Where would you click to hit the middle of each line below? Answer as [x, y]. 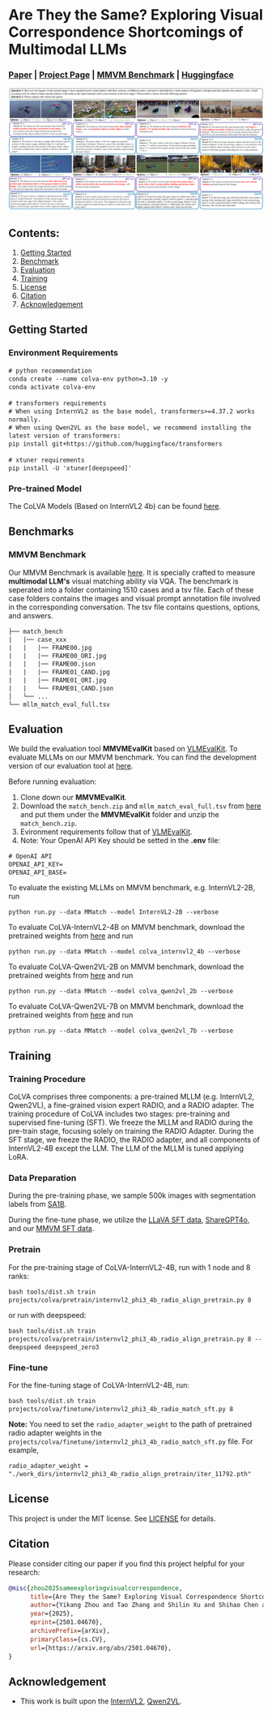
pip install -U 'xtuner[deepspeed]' [70, 468]
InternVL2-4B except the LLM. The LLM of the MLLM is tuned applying [126, 1148]
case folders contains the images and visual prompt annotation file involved [134, 598]
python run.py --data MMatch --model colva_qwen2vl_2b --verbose [121, 992]
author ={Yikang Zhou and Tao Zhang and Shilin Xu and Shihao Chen [144, 1605]
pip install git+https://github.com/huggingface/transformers [115, 444]
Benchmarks [41, 532]
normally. [25, 420]
